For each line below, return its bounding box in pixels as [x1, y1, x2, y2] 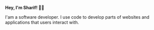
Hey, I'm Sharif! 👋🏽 [5, 5, 44, 10]
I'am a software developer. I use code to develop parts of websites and [5, 14, 150, 20]
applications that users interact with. [5, 20, 79, 25]
